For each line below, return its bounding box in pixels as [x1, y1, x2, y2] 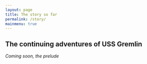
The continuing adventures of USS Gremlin [5, 39, 142, 48]
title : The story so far [5, 12, 57, 17]
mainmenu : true [5, 21, 37, 26]
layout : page [5, 7, 33, 12]
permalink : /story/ [5, 16, 46, 21]
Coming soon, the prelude [5, 53, 59, 59]
